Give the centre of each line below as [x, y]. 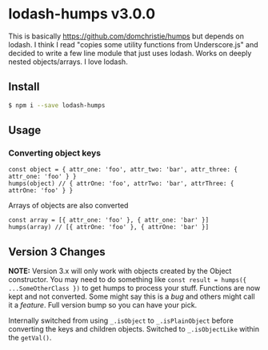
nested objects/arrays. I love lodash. [68, 62]
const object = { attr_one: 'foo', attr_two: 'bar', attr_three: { [123, 170]
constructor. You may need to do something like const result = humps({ [127, 280]
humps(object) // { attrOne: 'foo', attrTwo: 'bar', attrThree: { [121, 184]
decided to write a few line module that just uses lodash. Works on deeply [130, 53]
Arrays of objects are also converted [68, 206]
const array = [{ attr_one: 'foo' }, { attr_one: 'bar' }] [109, 220]
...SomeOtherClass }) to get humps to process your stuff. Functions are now [134, 288]
